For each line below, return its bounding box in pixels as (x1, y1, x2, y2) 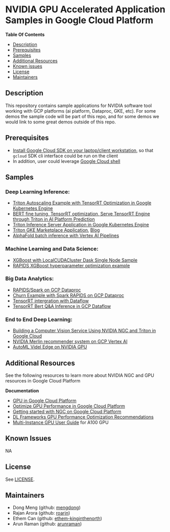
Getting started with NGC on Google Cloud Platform (12, 408, 122, 414)
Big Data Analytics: (5, 275, 54, 282)
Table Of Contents (5, 31, 45, 37)
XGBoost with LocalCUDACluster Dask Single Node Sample (12, 257, 138, 263)
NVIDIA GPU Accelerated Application (5, 4, 166, 15)
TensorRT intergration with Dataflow (12, 297, 89, 304)
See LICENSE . (5, 476, 35, 482)
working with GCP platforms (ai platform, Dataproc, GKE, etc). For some (5, 108, 156, 114)
